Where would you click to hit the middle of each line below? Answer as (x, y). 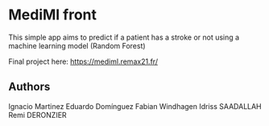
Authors (29, 87)
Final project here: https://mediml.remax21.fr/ (83, 61)
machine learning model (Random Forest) (77, 45)
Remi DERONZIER (37, 115)
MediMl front (53, 15)
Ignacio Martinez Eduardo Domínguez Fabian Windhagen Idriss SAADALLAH (135, 106)
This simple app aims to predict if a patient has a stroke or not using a (124, 37)
